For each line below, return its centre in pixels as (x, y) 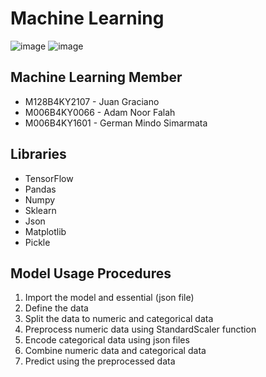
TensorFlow (49, 178)
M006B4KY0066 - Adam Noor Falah (100, 112)
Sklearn (40, 210)
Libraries (38, 154)
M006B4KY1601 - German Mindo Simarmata (116, 123)
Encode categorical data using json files (107, 340)
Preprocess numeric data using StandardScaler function (140, 329)
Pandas (40, 189)
